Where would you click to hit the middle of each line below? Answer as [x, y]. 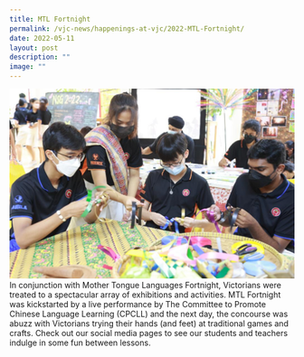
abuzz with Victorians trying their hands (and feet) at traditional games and [149, 324]
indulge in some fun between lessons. [80, 343]
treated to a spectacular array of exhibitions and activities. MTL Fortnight [145, 295]
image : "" [28, 67]
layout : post [34, 48]
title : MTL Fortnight [50, 19]
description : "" [40, 57]
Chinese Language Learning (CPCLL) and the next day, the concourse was [149, 314]
